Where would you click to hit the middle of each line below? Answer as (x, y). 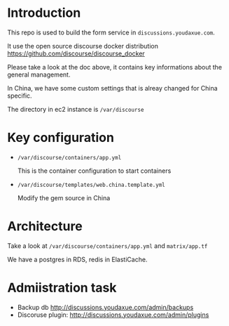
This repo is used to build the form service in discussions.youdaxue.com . (111, 32)
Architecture (45, 227)
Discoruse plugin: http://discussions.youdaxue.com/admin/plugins (113, 315)
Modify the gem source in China (64, 197)
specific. (20, 96)
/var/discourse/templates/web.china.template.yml (91, 185)
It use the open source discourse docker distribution (83, 46)
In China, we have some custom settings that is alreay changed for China (113, 88)
